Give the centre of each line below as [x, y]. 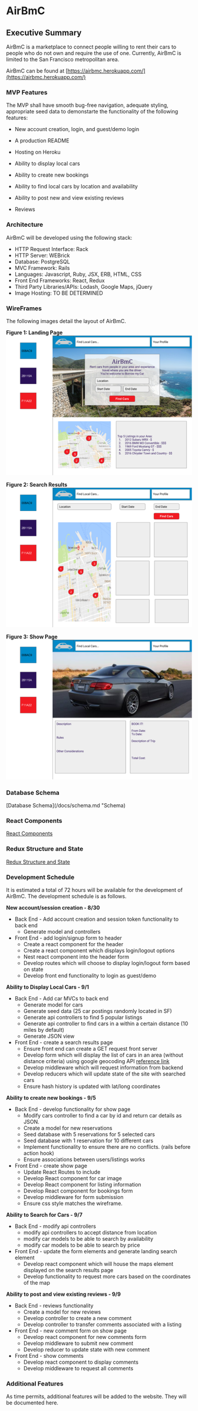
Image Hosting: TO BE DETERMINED [59, 293]
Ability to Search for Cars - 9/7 [44, 1215]
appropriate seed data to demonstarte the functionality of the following [92, 112]
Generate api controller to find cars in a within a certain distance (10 [106, 1024]
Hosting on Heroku [37, 152]
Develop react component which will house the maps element [98, 1264]
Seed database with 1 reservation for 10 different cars [88, 1140]
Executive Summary [44, 33]
